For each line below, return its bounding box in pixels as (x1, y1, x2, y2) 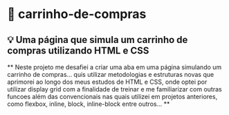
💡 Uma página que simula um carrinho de (7, 34, 188, 46)
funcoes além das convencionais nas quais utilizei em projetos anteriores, (7, 93, 218, 100)
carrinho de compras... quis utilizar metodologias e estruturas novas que (7, 71, 214, 78)
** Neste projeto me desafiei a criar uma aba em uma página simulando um (7, 63, 222, 71)
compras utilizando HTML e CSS (7, 44, 149, 56)
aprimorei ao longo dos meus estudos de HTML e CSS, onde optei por (7, 78, 208, 86)
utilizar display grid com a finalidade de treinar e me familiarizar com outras (7, 85, 223, 93)
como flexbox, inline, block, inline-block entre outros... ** (7, 100, 170, 108)
